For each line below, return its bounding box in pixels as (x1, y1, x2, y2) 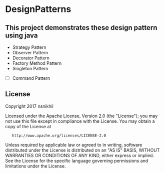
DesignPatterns (5, 3, 71, 15)
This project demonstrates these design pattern (5, 23, 157, 32)
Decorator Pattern (12, 55, 50, 61)
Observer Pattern (12, 50, 48, 55)
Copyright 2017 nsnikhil (5, 103, 53, 109)
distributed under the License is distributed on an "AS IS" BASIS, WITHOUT (5, 147, 160, 153)
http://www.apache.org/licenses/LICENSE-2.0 (11, 133, 106, 138)
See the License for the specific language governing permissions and (5, 158, 148, 164)
